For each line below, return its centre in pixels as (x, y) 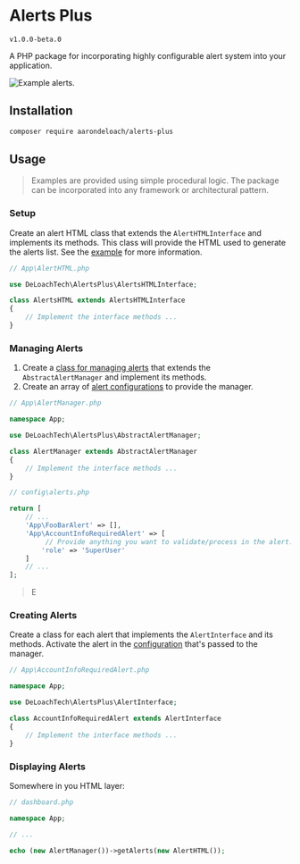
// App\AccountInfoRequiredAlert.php (79, 670)
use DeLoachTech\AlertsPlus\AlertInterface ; (93, 702)
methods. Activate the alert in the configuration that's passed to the (133, 644)
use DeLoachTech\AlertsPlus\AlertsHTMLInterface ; (104, 284)
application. (31, 65)
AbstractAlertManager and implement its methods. (114, 377)
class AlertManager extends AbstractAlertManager (104, 451)
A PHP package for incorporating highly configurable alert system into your (148, 55)
